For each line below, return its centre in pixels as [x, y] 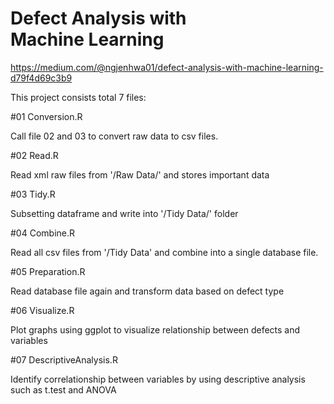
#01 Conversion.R [46, 116]
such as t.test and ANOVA [63, 389]
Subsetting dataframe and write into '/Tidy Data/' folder [124, 213]
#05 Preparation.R [48, 271]
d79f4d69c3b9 [41, 78]
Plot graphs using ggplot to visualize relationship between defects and [155, 329]
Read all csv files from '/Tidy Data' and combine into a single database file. [164, 252]
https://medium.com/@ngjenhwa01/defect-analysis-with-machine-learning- [167, 67]
